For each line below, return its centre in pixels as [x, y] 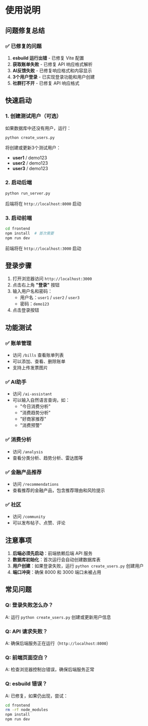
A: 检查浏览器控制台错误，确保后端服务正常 [50, 670]
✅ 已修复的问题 [23, 46]
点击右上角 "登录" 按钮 [36, 285]
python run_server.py [28, 193]
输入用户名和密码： [32, 291]
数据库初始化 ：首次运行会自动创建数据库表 [56, 560]
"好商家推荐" [33, 419]
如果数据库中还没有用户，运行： [38, 128]
